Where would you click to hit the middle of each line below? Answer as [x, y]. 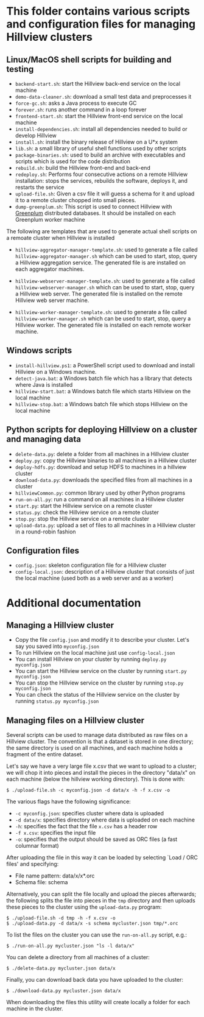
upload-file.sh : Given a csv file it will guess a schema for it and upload [105, 194]
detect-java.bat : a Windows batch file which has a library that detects [104, 378]
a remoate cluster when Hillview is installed [61, 238]
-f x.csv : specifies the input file [55, 833]
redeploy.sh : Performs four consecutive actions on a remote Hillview [101, 174]
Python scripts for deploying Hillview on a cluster [102, 430]
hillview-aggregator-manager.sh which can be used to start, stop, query [106, 256]
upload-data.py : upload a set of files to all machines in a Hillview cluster [105, 525]
